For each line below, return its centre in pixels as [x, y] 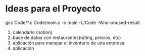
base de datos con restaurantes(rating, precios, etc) [67, 37]
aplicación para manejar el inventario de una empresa [68, 42]
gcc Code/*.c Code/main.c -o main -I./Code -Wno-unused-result [72, 22]
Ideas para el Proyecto [53, 9]
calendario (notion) [32, 32]
